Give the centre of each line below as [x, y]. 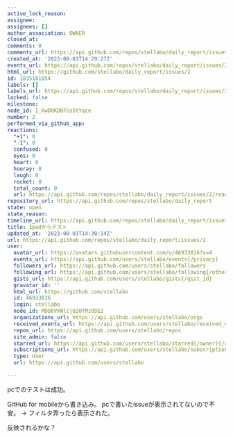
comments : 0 [24, 46]
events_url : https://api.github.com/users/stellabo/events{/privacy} [116, 259]
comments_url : [28, 53]
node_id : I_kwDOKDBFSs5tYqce [49, 111]
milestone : [23, 104]
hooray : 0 [27, 169]
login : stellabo [37, 305]
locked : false [28, 98]
